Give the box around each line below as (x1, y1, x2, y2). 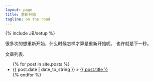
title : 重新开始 (5, 12, 36, 17)
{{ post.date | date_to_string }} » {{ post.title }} (12, 66, 108, 72)
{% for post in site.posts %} (12, 61, 70, 67)
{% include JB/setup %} (5, 30, 55, 36)
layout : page (5, 7, 33, 12)
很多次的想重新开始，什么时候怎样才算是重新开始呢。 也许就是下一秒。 (5, 40, 151, 46)
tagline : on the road (5, 16, 51, 21)
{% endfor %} (12, 72, 42, 78)
